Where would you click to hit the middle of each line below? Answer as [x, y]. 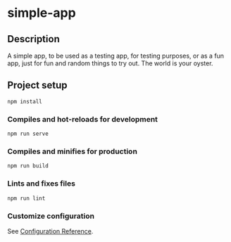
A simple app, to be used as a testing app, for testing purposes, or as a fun [115, 56]
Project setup [38, 85]
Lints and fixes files [42, 184]
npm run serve [28, 134]
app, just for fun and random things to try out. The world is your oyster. [110, 63]
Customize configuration [51, 216]
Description [33, 39]
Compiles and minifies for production [72, 151]
